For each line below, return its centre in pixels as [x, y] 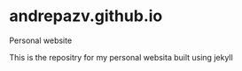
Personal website [41, 40]
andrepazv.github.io [86, 16]
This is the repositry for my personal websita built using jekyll [121, 57]
